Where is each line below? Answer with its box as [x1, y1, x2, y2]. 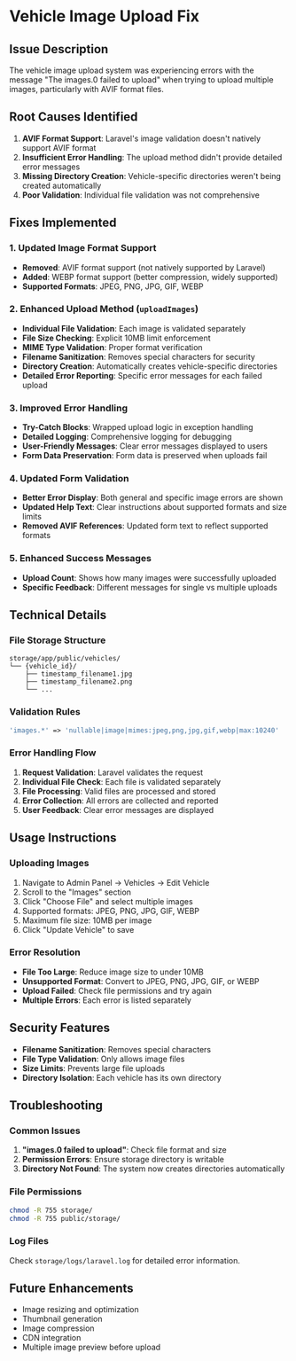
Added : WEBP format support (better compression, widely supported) [21, 271, 278, 282]
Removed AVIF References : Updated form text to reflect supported [21, 520, 269, 531]
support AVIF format [21, 142, 97, 153]
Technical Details [9, 607, 107, 622]
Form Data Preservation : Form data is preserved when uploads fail [21, 450, 268, 461]
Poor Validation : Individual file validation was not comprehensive [21, 189, 260, 200]
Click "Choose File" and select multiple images [21, 896, 193, 906]
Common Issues [9, 1124, 82, 1137]
